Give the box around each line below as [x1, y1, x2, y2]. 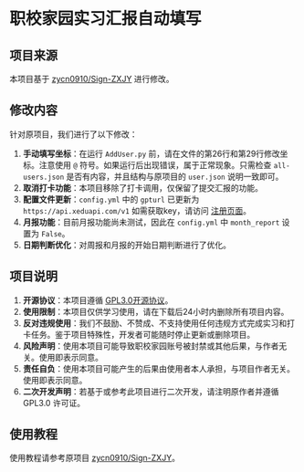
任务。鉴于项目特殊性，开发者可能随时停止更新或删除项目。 [30, 329, 256, 340]
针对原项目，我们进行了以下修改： [9, 129, 138, 140]
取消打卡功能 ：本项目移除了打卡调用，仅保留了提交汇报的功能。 [22, 182, 263, 193]
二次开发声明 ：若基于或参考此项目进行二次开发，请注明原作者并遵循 [22, 385, 279, 397]
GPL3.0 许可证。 [22, 397, 85, 408]
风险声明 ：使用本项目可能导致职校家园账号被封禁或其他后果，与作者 [22, 340, 279, 351]
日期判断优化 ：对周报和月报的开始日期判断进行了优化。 [22, 239, 231, 250]
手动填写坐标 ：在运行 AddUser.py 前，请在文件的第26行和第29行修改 [22, 148, 280, 159]
